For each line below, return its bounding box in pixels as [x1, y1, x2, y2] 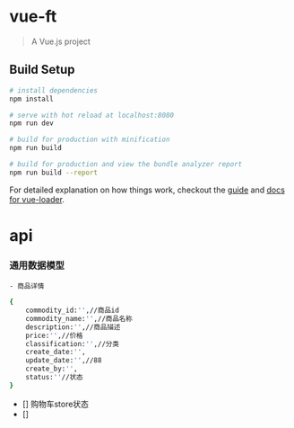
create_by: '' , [25, 364, 78, 374]
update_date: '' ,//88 [25, 356, 102, 365]
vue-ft [9, 6, 57, 27]
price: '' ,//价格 [25, 331, 83, 340]
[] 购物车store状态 [22, 398, 90, 409]
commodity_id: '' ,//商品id [25, 306, 119, 316]
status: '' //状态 [25, 373, 83, 382]
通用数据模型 [9, 259, 65, 272]
